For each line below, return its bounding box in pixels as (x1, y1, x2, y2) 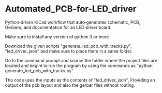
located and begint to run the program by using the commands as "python (5, 63, 153, 68)
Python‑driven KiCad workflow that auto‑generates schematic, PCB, (5, 19, 141, 25)
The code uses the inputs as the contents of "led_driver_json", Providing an (5, 77, 156, 83)
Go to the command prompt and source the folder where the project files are (5, 57, 158, 63)
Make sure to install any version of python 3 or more (5, 34, 109, 40)
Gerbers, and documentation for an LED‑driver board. (5, 24, 112, 30)
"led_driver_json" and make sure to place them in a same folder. (5, 48, 133, 54)
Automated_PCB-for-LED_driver (5, 3, 137, 14)
